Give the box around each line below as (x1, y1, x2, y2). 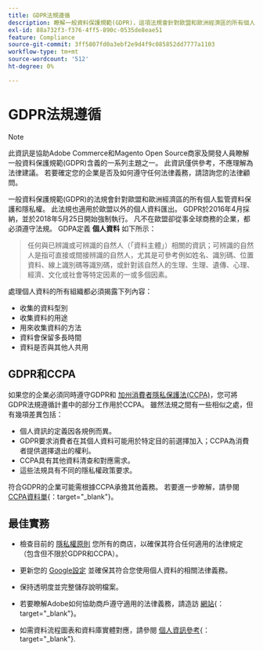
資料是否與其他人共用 (19, 342, 88, 351)
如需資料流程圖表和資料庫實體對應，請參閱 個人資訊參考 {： (19, 625, 210, 635)
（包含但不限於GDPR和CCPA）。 (19, 549, 123, 558)
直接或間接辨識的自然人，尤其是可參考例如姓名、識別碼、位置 (54, 250, 254, 260)
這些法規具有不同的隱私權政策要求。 (19, 465, 137, 475)
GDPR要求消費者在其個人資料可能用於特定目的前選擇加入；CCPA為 (19, 436, 236, 446)
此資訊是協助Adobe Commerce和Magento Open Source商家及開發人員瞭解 (8, 148, 250, 158)
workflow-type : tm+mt (8, 48, 79, 56)
